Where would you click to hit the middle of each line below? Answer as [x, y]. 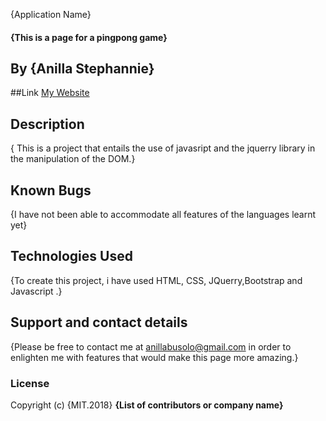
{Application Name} [51, 14]
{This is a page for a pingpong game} [89, 37]
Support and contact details [99, 322]
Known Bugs [51, 190]
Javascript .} [36, 291]
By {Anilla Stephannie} [82, 68]
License [30, 383]
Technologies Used [71, 256]
